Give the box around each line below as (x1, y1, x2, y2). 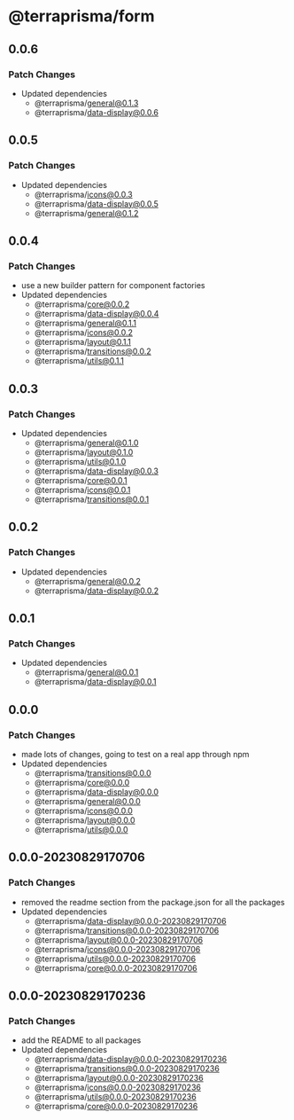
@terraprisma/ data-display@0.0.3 (34, 466, 159, 476)
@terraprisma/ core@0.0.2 (34, 299, 130, 309)
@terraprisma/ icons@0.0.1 (34, 484, 131, 495)
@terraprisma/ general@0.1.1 (34, 317, 137, 329)
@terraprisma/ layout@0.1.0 (34, 446, 134, 458)
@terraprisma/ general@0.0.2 (34, 576, 141, 586)
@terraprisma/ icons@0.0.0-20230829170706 (34, 944, 201, 954)
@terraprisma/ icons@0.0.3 (34, 189, 134, 200)
